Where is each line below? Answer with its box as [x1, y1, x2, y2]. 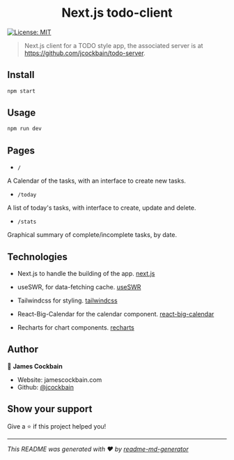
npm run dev [7, 125, 42, 132]
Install [7, 69, 35, 81]
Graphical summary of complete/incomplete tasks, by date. [7, 231, 178, 239]
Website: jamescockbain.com [17, 375, 102, 384]
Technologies [7, 251, 68, 263]
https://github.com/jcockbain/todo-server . [24, 49, 146, 57]
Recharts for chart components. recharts [17, 323, 134, 332]
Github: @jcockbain [17, 383, 75, 391]
